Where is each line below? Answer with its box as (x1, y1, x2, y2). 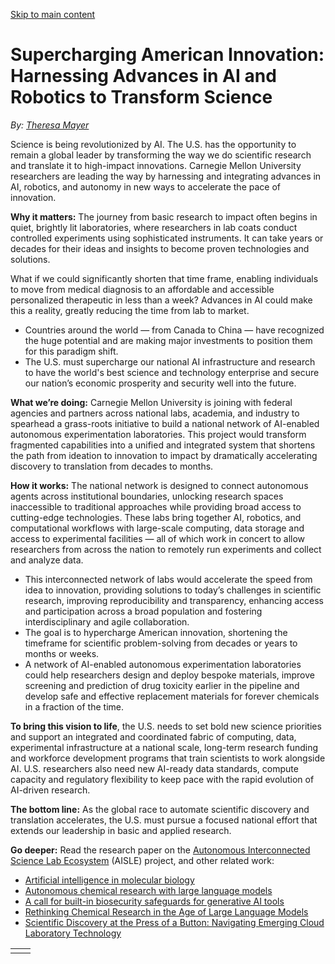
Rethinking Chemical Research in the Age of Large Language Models (24, 905, 309, 918)
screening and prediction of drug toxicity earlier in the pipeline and (24, 679, 300, 691)
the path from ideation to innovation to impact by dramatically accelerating (10, 449, 318, 461)
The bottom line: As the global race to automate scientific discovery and (10, 803, 310, 815)
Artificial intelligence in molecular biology (24, 874, 195, 886)
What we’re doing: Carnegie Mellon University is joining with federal (10, 396, 293, 408)
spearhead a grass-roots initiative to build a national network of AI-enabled (10, 417, 320, 429)
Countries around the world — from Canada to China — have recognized (24, 324, 325, 336)
